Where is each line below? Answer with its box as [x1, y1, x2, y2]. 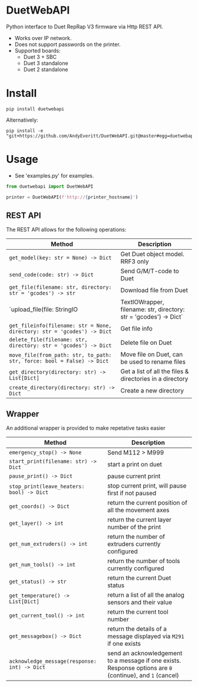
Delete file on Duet [120, 339, 172, 347]
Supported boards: [14, 47, 61, 54]
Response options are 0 [107, 664, 173, 672]
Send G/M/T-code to [120, 267, 180, 275]
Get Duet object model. [120, 250, 184, 259]
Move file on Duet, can [120, 351, 183, 359]
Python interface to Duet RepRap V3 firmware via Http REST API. [6, 23, 163, 30]
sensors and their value [107, 598, 173, 607]
